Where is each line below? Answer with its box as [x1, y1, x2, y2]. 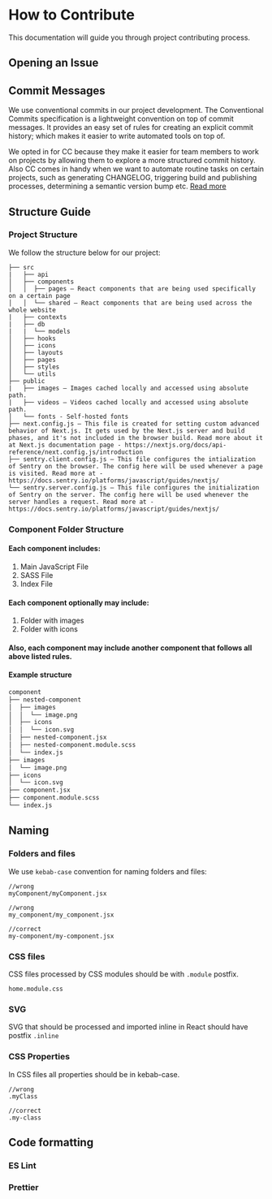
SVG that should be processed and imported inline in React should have [8, 1022, 249, 1032]
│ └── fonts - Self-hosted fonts [8, 412, 129, 421]
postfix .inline [8, 1031, 59, 1041]
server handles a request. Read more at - [8, 498, 154, 506]
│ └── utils [8, 369, 57, 378]
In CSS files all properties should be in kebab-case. [8, 1069, 180, 1079]
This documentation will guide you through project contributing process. [8, 32, 250, 42]
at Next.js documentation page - [8, 441, 122, 449]
